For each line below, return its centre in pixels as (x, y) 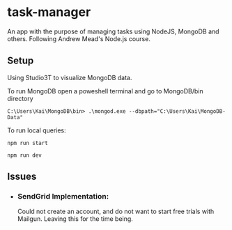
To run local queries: (37, 130)
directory (20, 98)
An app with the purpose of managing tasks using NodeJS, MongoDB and (113, 31)
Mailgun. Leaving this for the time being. (75, 219)
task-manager (49, 12)
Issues (22, 177)
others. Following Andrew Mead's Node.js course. (79, 38)
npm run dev (24, 155)
